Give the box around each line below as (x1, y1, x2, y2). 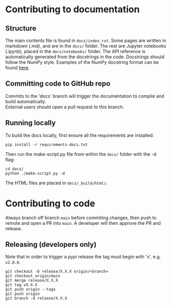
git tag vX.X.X (5, 283, 38, 288)
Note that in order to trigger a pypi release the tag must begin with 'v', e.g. (5, 254, 161, 260)
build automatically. (5, 98, 46, 104)
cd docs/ (5, 166, 24, 172)
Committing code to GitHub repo (5, 79, 111, 88)
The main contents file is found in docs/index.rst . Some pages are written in (5, 37, 166, 43)
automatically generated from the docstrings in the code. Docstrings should (5, 54, 165, 60)
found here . (5, 65, 30, 70)
